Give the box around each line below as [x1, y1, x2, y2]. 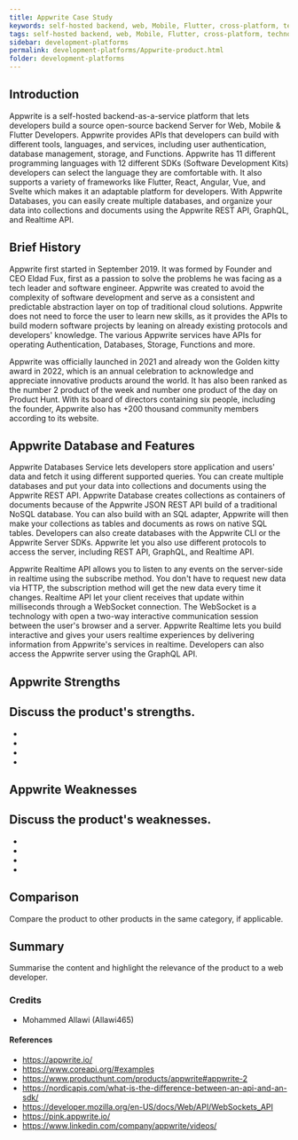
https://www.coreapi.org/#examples [21, 1064, 155, 1074]
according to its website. [9, 413, 99, 423]
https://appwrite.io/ [21, 1054, 93, 1065]
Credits [9, 995, 42, 1007]
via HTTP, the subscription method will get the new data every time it [9, 583, 262, 594]
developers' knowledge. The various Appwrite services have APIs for [9, 329, 262, 340]
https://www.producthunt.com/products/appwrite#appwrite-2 [21, 1073, 248, 1083]
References [9, 1034, 53, 1045]
